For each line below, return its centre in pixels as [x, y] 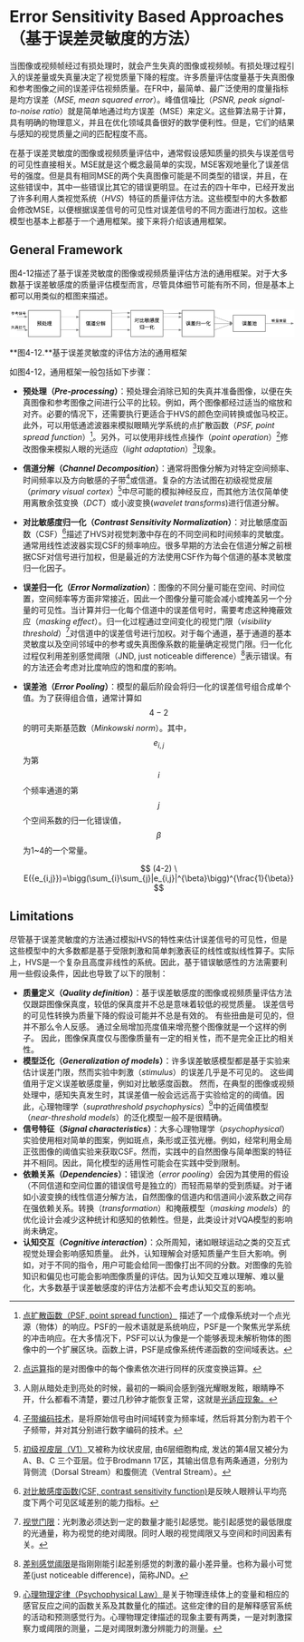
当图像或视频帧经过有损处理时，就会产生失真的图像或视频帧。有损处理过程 [148, 65]
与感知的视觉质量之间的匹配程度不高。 [81, 133]
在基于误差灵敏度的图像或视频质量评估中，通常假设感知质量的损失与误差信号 [152, 152]
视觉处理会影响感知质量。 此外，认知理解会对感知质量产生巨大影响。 [150, 1254]
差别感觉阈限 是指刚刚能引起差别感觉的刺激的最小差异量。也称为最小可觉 [157, 1564]
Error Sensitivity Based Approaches [147, 17]
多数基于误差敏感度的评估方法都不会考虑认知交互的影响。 [153, 1288]
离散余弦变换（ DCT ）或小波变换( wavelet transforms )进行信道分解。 [157, 503]
